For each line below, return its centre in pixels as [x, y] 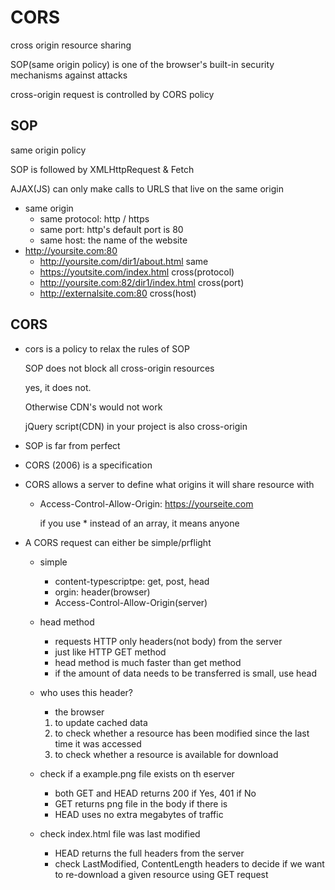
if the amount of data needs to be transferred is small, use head [186, 673]
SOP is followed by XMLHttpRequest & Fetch [102, 169]
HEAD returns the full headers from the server [149, 853]
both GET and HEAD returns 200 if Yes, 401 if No [155, 793]
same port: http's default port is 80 [111, 229]
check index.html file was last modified [120, 833]
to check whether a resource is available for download [166, 754]
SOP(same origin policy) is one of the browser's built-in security [142, 64]
